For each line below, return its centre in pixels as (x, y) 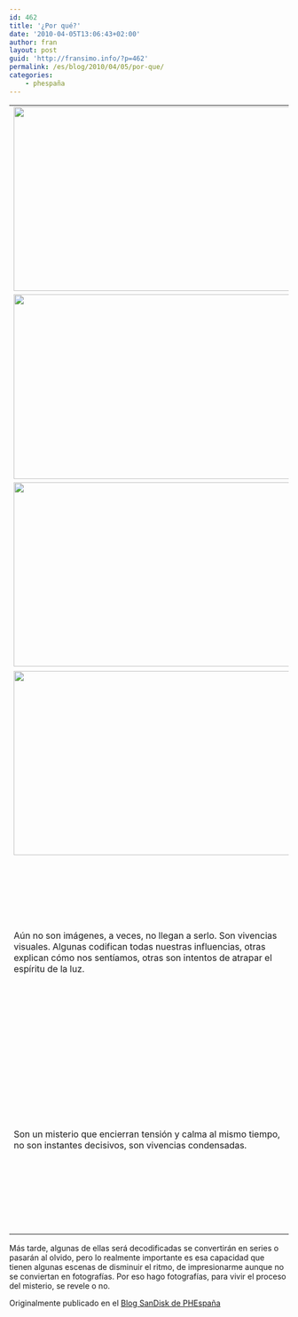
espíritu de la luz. (49, 968)
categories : (31, 75)
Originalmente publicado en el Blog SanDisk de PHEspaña (115, 1303)
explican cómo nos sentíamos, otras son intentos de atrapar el (143, 958)
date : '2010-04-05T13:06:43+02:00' (75, 34)
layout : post (33, 51)
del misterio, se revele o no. (60, 1285)
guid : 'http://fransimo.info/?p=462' (79, 59)
